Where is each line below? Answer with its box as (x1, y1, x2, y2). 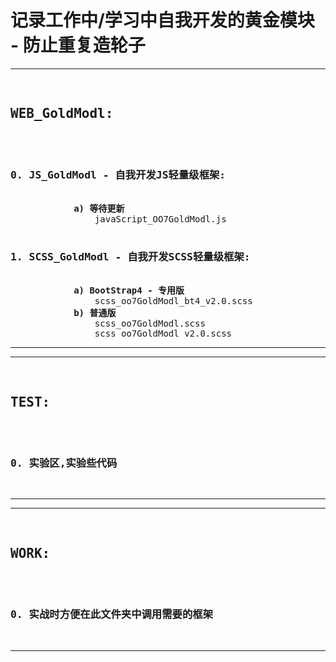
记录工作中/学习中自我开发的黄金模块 (10, 9, 315, 32)
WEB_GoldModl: (10, 106, 114, 122)
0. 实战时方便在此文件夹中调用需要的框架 (10, 608, 214, 621)
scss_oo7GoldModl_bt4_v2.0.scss (94, 296, 253, 307)
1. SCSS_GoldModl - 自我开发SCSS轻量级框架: (10, 250, 251, 263)
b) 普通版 (73, 307, 117, 319)
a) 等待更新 (73, 203, 125, 215)
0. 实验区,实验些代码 (10, 457, 118, 470)
